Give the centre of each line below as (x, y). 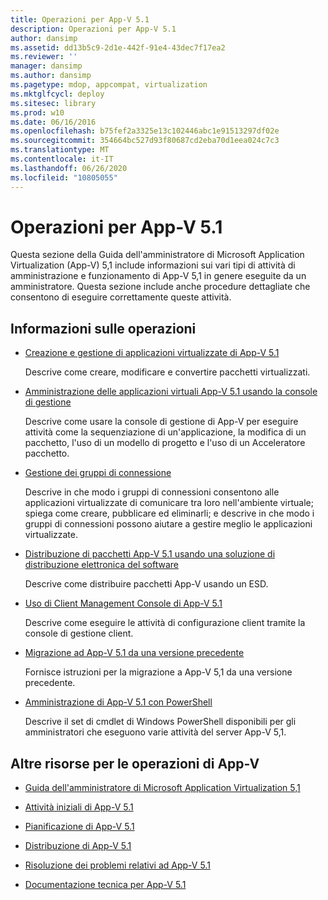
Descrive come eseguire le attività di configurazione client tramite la (165, 623)
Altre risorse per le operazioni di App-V (135, 763)
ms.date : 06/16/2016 (53, 122)
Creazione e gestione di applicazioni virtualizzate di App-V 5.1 (152, 353)
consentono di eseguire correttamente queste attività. (121, 297)
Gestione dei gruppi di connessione (98, 473)
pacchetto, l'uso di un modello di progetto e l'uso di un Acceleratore (165, 443)
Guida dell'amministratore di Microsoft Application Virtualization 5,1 (162, 788)
